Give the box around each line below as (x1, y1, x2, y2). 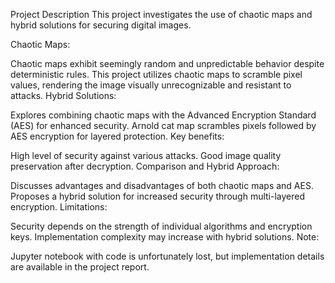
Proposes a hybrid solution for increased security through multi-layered (10, 190, 306, 202)
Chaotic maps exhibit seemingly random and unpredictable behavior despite (10, 58, 325, 69)
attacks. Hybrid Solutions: (10, 90, 117, 101)
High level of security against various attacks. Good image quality (10, 150, 282, 161)
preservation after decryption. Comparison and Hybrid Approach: (10, 160, 280, 172)
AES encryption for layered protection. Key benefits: (10, 130, 225, 142)
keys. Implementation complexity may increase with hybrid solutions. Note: (10, 231, 320, 243)
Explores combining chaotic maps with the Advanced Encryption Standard (10, 109, 317, 121)
